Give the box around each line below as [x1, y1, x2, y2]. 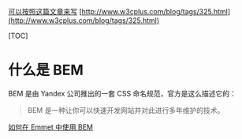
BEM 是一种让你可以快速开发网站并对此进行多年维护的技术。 [27, 105, 225, 115]
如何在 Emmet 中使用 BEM [8, 122, 93, 132]
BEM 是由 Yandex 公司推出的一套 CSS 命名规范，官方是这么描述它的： [8, 88, 236, 98]
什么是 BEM [8, 62, 84, 79]
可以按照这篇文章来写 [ [8, 7, 83, 16]
